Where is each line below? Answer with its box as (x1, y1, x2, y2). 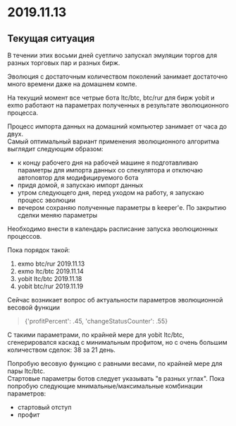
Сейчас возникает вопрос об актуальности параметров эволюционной (7, 296, 223, 304)
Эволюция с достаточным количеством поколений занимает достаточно (7, 72, 228, 81)
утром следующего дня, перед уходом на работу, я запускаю (17, 189, 204, 196)
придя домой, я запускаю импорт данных (17, 181, 144, 189)
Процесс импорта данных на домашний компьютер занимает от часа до (7, 122, 228, 131)
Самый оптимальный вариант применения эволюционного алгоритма (7, 137, 220, 146)
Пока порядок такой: (7, 246, 70, 254)
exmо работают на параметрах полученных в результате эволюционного (7, 101, 229, 110)
